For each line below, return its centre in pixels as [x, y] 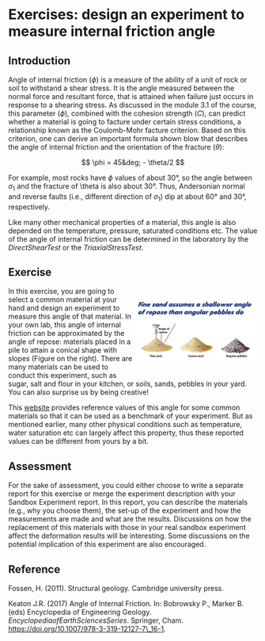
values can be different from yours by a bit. [78, 441]
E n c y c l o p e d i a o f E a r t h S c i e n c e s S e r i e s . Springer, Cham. [96, 620]
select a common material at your [62, 300]
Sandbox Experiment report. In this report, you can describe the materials [128, 502]
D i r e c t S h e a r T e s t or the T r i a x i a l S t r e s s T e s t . [76, 247]
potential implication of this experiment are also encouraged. [107, 544]
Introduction [40, 61]
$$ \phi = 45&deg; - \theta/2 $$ [133, 162]
